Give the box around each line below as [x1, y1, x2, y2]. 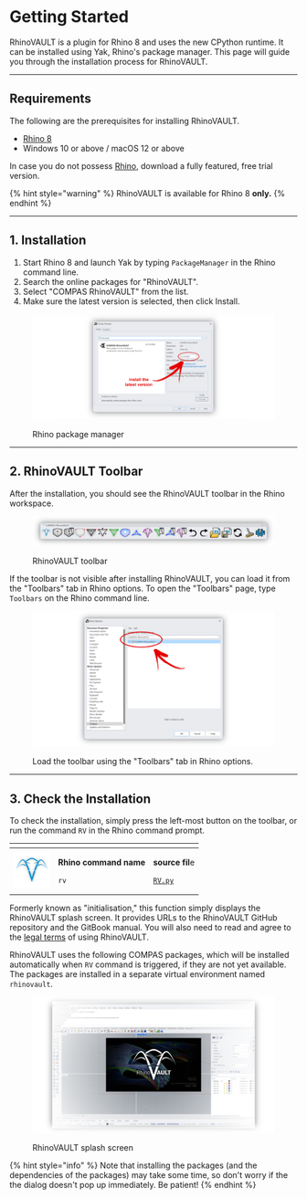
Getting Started [9, 6, 130, 27]
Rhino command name [58, 857, 146, 868]
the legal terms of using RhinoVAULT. [9, 931, 149, 942]
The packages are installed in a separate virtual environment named [9, 969, 266, 980]
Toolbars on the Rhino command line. [9, 592, 150, 604]
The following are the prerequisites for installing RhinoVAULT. [9, 115, 240, 126]
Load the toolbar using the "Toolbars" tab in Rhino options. [32, 756, 254, 767]
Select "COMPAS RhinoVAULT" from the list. [22, 286, 189, 297]
